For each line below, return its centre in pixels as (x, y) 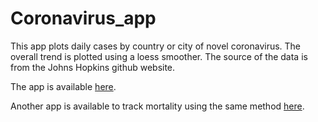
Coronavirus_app (83, 18)
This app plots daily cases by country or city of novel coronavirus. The (156, 46)
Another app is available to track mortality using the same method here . (157, 106)
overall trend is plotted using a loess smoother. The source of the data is (159, 56)
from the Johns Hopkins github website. (93, 67)
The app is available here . (63, 86)
